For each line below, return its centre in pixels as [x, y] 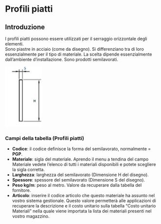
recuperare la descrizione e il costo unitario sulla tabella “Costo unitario [84, 206]
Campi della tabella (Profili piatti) [45, 138]
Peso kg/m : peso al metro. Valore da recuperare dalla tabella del [77, 185]
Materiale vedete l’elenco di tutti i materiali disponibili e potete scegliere [84, 164]
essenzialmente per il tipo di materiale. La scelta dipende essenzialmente [79, 54]
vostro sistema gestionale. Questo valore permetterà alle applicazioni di [84, 201]
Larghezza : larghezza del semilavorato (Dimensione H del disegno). [80, 175]
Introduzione [25, 27]
